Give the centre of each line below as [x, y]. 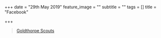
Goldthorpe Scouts [35, 31]
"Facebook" [16, 12]
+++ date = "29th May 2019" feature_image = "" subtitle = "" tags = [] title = [80, 7]
